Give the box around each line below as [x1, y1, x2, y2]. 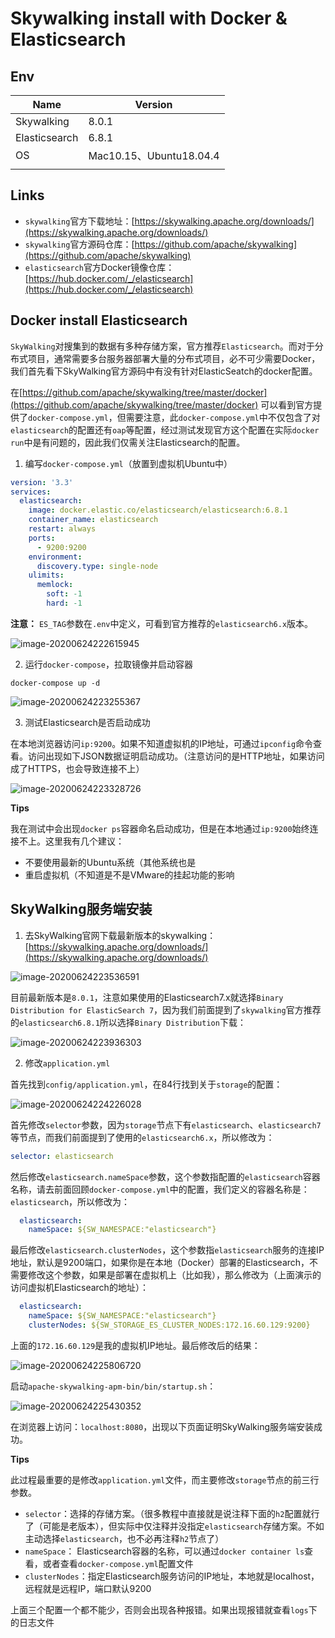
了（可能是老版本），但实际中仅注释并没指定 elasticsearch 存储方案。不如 [24, 1520, 325, 1532]
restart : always [28, 524, 97, 534]
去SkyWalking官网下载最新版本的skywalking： [24, 929, 217, 941]
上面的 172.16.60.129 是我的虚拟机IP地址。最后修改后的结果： [10, 1339, 261, 1351]
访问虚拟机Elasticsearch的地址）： [10, 1282, 149, 1294]
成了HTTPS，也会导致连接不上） [10, 762, 145, 774]
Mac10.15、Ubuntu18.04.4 [88, 149, 220, 162]
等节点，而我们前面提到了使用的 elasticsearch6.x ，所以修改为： [10, 1131, 275, 1143]
